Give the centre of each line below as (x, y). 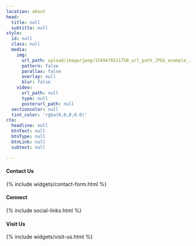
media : (19, 50)
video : (24, 88)
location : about (26, 11)
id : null (22, 39)
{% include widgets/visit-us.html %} (50, 237)
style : (14, 33)
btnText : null (28, 131)
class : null (26, 44)
